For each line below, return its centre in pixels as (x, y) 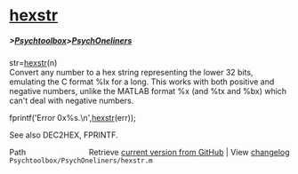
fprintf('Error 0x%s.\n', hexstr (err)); (72, 118)
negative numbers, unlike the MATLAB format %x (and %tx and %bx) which (148, 91)
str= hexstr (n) (33, 63)
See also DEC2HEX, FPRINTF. (64, 135)
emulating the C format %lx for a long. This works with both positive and (142, 82)
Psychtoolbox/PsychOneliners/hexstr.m (81, 161)
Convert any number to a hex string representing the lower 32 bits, (131, 73)
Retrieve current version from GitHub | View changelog (189, 153)
